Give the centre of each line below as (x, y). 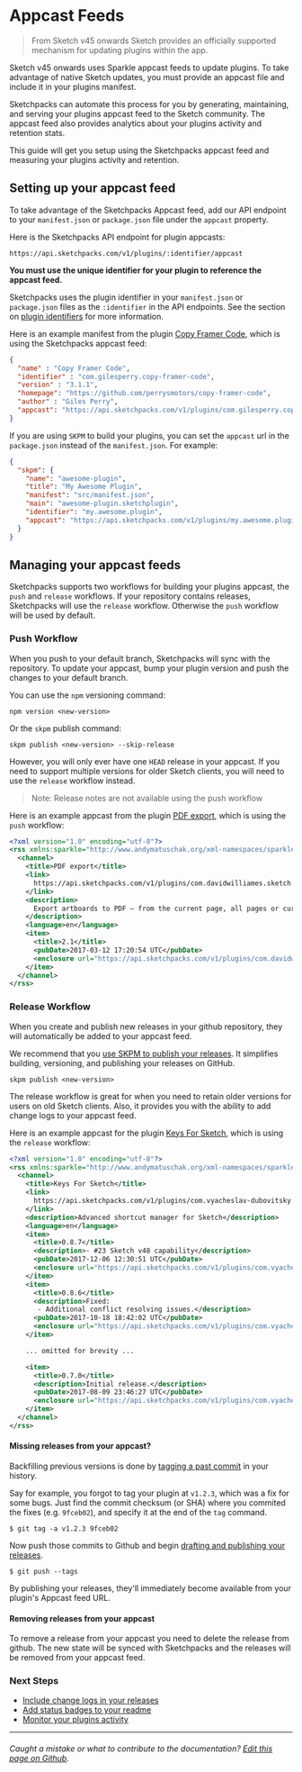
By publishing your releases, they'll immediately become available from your (151, 1588)
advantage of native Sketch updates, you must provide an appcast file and (147, 77)
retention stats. (37, 132)
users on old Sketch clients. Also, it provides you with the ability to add (140, 1106)
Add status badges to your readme (87, 1710)
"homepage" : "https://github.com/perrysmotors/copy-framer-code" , (144, 393)
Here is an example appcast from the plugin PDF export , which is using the (147, 815)
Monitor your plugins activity (75, 1720)
